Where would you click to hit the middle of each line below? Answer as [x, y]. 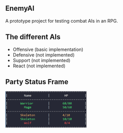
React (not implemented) [39, 66]
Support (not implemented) [41, 60]
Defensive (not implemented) [43, 55]
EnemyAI [20, 8]
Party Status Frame [37, 82]
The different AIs [33, 37]
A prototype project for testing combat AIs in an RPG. [62, 21]
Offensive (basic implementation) [48, 49]
